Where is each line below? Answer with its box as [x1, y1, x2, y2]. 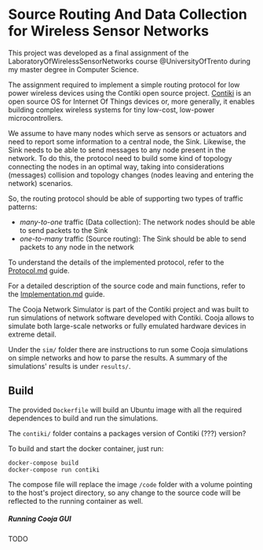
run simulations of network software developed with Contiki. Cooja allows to [8, 312, 254, 322]
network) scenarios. [8, 178, 73, 188]
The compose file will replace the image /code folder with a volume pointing [8, 479, 253, 489]
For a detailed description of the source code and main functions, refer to [8, 281, 246, 290]
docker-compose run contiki [8, 465, 100, 474]
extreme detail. [8, 330, 57, 339]
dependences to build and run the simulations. [8, 413, 159, 423]
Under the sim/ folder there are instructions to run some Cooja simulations [8, 344, 249, 354]
